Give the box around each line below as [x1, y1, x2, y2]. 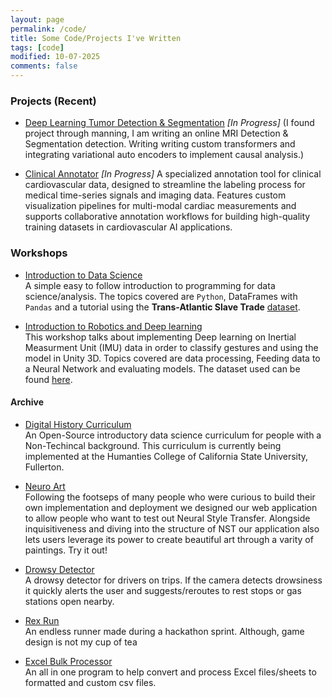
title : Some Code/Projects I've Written [10, 33, 182, 43]
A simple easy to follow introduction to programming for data [24, 279, 276, 291]
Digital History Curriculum [24, 418, 132, 430]
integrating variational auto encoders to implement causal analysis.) [24, 149, 305, 161]
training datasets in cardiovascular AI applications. [24, 221, 233, 233]
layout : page [10, 14, 65, 25]
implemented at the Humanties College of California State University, [24, 450, 309, 462]
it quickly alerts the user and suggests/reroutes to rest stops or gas [24, 584, 302, 596]
